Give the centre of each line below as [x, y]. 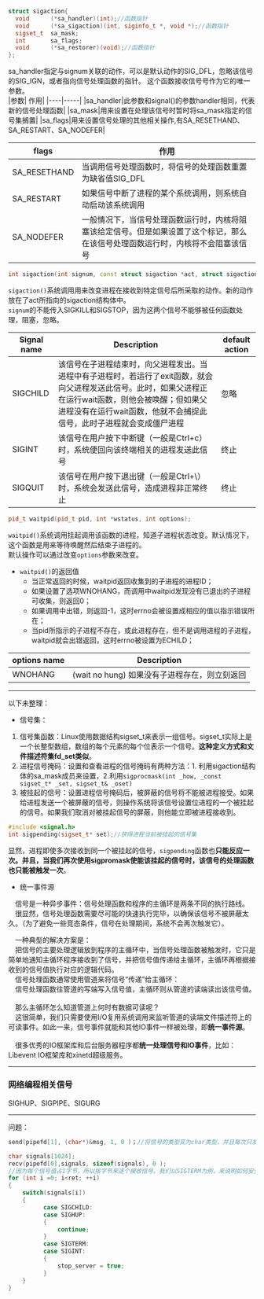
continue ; [73, 1229]
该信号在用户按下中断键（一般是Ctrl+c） [132, 438]
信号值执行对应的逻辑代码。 [73, 969]
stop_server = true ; [91, 1266]
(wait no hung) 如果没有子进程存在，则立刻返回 [159, 675]
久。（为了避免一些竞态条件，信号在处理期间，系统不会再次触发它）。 [118, 923]
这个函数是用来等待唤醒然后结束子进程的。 [77, 545]
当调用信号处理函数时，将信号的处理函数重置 [164, 167]
